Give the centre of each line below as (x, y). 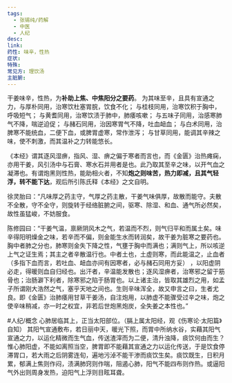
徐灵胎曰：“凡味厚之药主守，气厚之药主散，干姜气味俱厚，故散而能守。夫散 (115, 197)
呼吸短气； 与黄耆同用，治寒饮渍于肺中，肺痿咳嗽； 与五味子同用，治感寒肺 (115, 115)
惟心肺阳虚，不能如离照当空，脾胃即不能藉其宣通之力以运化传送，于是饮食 (113, 346)
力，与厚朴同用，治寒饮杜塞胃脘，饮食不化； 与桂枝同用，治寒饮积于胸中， (114, 107)
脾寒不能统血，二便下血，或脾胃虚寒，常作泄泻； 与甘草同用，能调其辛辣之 (114, 132)
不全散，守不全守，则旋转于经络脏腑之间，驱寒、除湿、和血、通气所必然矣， (116, 205)
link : (15, 46)
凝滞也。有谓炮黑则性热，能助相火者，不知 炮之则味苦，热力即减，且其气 (110, 173)
